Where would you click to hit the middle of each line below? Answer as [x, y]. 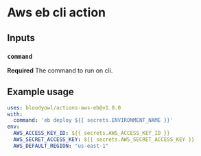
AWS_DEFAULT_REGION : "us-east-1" [61, 146]
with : [15, 114]
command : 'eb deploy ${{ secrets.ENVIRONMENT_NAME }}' [93, 120]
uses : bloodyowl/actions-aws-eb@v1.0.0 [64, 107]
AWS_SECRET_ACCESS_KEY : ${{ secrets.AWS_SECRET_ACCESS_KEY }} [104, 140]
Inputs [21, 38]
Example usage [40, 92]
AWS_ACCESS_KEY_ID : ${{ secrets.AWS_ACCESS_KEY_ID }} [92, 133]
